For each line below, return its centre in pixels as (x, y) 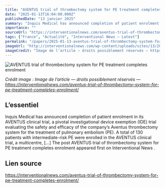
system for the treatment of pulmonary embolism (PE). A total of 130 (74, 132)
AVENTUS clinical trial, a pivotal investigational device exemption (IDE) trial (81, 122)
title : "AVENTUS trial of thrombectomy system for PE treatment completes (83, 10)
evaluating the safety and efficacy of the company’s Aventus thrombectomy (82, 127)
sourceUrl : (16, 32)
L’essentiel (22, 105)
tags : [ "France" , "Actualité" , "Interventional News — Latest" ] (72, 37)
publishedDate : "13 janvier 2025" (41, 19)
